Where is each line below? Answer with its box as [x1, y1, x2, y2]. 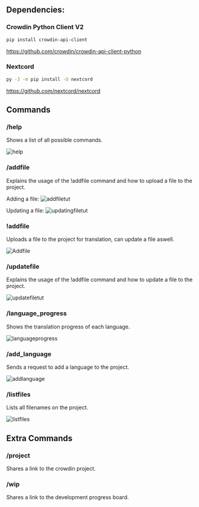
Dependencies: [6, 5, 65, 15]
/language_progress [6, 309, 68, 317]
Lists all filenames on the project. [6, 404, 89, 411]
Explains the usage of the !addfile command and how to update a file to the [6, 276, 193, 283]
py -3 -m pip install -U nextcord [6, 76, 93, 82]
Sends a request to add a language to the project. [6, 363, 130, 371]
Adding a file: [6, 195, 39, 202]
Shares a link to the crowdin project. [6, 465, 96, 472]
